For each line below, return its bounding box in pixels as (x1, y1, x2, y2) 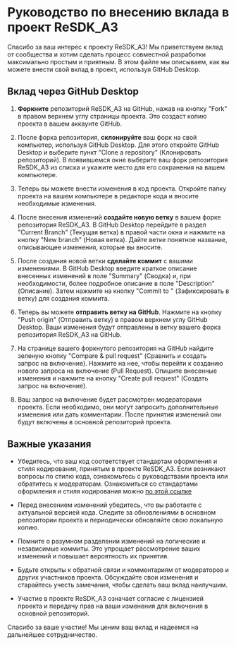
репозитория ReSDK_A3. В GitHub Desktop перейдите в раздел (17, 220, 206, 229)
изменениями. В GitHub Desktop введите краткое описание (17, 264, 197, 273)
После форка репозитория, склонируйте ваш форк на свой (17, 133, 197, 141)
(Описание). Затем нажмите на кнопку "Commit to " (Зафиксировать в (17, 287, 230, 295)
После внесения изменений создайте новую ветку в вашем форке (17, 213, 221, 221)
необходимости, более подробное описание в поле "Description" (17, 279, 215, 287)
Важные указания (7, 438, 92, 450)
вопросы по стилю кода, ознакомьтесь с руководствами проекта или (17, 472, 228, 480)
